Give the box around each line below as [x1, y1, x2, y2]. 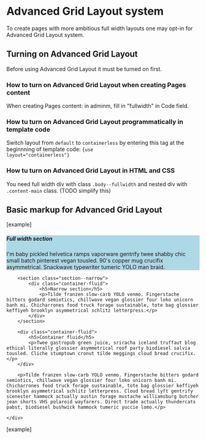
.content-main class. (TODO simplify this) [6, 187, 112, 194]
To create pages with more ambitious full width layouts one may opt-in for [6, 25, 193, 32]
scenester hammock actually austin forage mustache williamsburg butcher [6, 394, 199, 400]
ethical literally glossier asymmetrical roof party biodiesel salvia [6, 345, 191, 351]
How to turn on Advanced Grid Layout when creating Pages [6, 80, 186, 89]
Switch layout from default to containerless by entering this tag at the [6, 139, 185, 147]
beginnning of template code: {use [6, 146, 94, 153]
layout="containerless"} [6, 152, 70, 158]
